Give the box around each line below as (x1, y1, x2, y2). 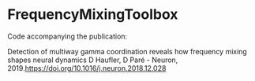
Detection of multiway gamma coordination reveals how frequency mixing (7, 46, 248, 56)
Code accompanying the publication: (7, 31, 128, 41)
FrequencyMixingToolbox (7, 6, 178, 24)
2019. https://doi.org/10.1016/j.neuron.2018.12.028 (7, 63, 167, 72)
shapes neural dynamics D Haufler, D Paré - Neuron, (7, 55, 178, 64)
